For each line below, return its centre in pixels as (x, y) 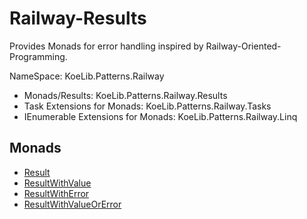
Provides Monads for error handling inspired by (106, 46)
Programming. (38, 56)
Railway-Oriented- (243, 46)
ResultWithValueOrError (72, 204)
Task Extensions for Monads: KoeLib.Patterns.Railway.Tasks (147, 106)
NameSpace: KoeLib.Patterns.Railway (87, 76)
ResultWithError (56, 193)
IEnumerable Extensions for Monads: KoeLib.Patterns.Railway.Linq (160, 116)
